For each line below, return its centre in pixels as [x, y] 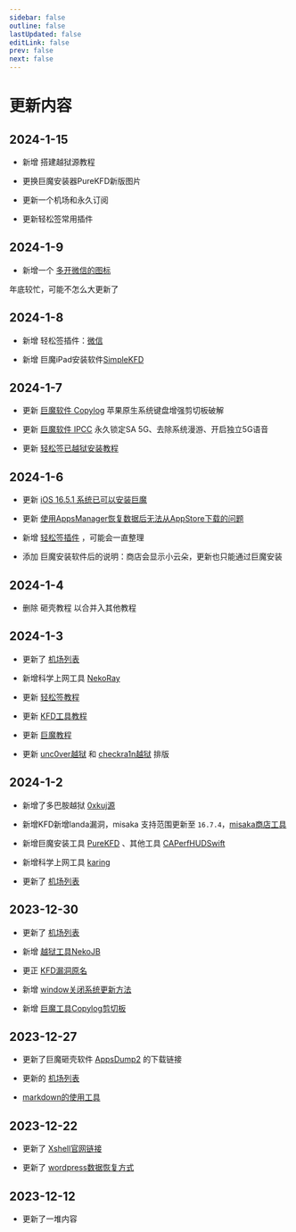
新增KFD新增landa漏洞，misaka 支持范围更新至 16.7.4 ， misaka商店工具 [154, 824]
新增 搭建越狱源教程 [58, 162]
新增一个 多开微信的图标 [66, 270]
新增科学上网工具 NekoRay [71, 678]
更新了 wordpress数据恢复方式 [78, 1168]
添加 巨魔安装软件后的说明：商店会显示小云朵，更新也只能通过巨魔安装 [152, 557]
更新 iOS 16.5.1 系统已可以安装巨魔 [84, 500]
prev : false [31, 51]
